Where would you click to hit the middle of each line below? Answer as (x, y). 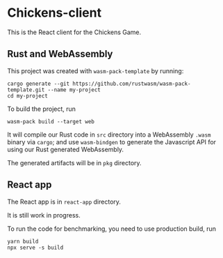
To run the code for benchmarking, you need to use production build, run (112, 229)
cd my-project (28, 96)
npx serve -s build (35, 248)
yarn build (23, 241)
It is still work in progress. (44, 215)
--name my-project (74, 90)
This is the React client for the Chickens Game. (74, 32)
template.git (26, 90)
